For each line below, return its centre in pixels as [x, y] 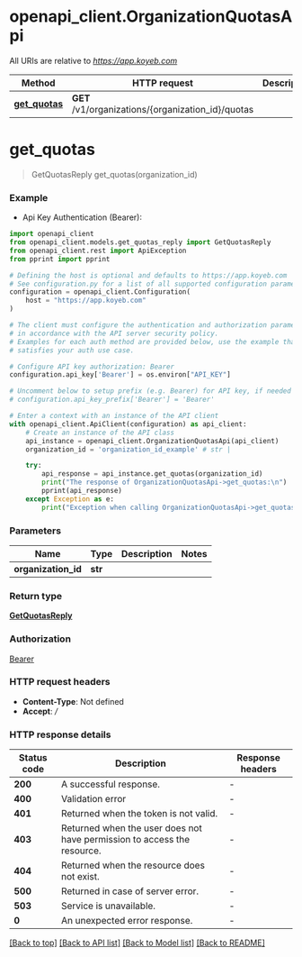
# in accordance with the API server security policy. [114, 333]
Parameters [35, 531]
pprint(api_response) [82, 491]
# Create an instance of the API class [100, 433]
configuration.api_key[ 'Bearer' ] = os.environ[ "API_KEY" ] [120, 375]
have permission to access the [126, 840]
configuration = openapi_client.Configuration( [100, 292]
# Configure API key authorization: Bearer [92, 367]
